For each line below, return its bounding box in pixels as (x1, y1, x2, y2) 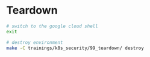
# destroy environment (6, 39, 63, 45)
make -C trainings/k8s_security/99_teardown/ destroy (6, 45, 145, 51)
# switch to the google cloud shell (6, 23, 98, 29)
